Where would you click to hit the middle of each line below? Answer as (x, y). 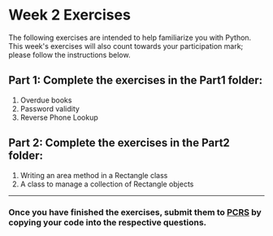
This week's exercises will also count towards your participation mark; (126, 46)
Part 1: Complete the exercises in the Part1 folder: (135, 80)
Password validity (50, 108)
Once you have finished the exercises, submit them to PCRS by (135, 212)
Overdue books (46, 100)
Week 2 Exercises (70, 15)
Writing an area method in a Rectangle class (94, 175)
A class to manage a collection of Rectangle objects (107, 184)
